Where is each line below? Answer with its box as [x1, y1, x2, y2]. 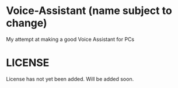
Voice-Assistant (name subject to [6, 4, 172, 17]
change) [6, 16, 48, 30]
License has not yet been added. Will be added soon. [6, 75, 134, 82]
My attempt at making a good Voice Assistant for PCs [6, 36, 135, 43]
